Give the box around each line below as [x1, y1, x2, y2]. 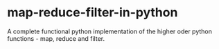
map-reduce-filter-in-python [7, 5, 178, 20]
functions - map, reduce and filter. [7, 34, 105, 42]
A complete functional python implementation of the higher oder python [7, 27, 213, 35]
